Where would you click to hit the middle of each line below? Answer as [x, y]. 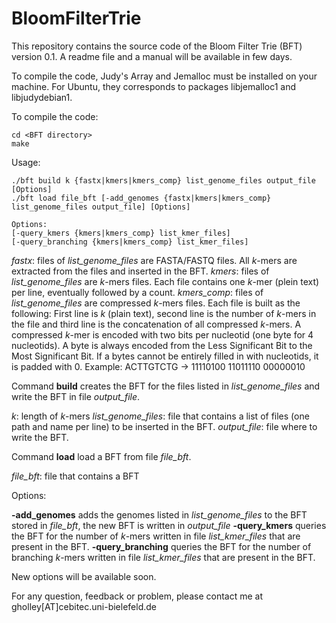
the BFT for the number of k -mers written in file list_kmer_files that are [156, 536]
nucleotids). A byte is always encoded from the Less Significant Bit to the [162, 345]
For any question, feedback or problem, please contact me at [137, 596]
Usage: [26, 162]
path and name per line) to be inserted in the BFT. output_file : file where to [164, 426]
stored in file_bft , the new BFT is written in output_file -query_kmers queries [169, 525]
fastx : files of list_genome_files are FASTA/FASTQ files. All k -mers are [154, 260]
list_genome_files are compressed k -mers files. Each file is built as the [156, 303]
